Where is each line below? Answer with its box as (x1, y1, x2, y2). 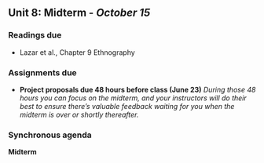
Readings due (8, 30, 62, 41)
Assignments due (8, 67, 77, 78)
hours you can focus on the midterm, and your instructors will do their (19, 93, 247, 103)
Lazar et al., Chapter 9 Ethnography (19, 47, 135, 57)
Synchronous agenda (8, 129, 92, 140)
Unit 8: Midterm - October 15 (8, 6, 151, 20)
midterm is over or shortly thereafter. (19, 110, 139, 119)
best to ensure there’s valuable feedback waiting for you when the (19, 101, 235, 110)
